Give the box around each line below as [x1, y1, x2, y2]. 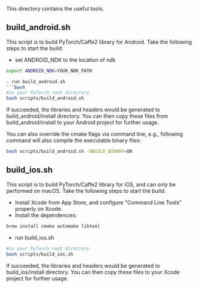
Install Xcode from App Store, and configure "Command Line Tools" [14, 199, 182, 206]
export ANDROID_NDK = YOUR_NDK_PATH [6, 68, 93, 74]
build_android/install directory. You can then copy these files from [6, 113, 169, 120]
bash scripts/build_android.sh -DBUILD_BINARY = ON [6, 148, 133, 154]
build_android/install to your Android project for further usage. [6, 119, 160, 126]
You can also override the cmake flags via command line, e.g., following [6, 131, 184, 138]
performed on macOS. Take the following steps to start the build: [6, 187, 166, 194]
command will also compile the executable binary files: [6, 137, 142, 144]
